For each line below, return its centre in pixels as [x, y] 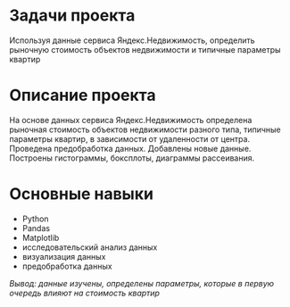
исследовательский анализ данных [90, 247]
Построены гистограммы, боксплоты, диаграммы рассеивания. [132, 158]
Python [35, 219]
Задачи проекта [72, 16]
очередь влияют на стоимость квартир [85, 293]
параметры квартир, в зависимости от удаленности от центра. [130, 138]
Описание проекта [83, 95]
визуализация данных [64, 256]
